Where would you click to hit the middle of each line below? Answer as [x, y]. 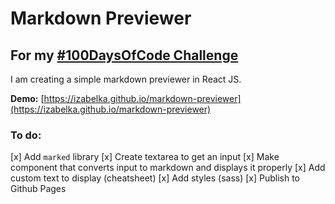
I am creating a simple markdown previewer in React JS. [126, 79]
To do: [26, 135]
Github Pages [38, 189]
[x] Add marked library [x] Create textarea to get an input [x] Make [145, 157]
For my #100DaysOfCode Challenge [124, 55]
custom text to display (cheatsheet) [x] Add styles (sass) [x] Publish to [155, 178]
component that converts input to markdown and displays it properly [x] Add [168, 168]
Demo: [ [27, 98]
